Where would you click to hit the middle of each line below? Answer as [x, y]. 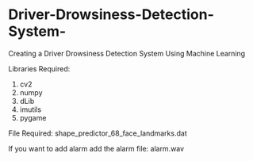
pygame [33, 117]
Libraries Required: [39, 68]
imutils [31, 109]
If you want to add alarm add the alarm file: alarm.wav [96, 148]
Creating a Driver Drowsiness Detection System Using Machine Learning [127, 53]
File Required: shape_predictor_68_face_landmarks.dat [98, 133]
